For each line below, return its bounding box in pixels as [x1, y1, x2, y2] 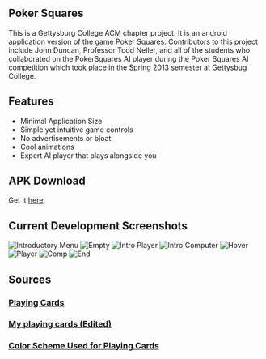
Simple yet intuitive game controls [19, 125, 133, 135]
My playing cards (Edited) [8, 318, 112, 330]
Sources [8, 272, 52, 286]
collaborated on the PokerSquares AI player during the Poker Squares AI [8, 53, 249, 63]
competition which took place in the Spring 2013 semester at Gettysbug [8, 62, 247, 72]
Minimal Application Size [19, 116, 103, 126]
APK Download [8, 174, 87, 188]
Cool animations [19, 142, 74, 152]
